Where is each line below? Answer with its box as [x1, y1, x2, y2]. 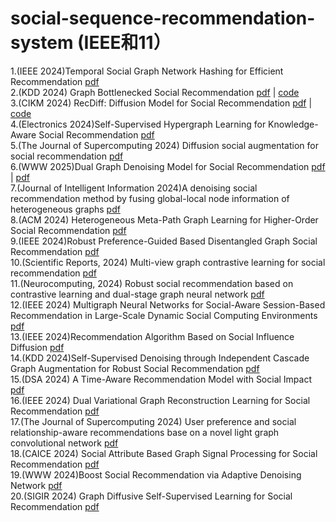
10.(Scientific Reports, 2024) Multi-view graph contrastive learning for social [10, 256, 326, 268]
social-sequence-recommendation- [10, 7, 316, 30]
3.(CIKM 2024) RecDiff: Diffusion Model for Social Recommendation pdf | [10, 97, 313, 109]
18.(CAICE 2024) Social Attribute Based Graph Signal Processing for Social [10, 447, 318, 459]
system [10, 32, 74, 54]
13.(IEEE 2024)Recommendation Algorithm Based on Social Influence [10, 330, 295, 342]
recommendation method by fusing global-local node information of [10, 192, 290, 204]
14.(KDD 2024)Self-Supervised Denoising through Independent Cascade [10, 352, 310, 364]
